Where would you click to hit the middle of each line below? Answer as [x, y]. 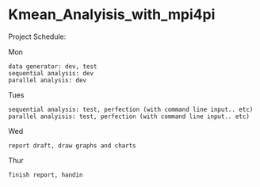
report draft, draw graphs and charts [72, 145]
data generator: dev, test [53, 66]
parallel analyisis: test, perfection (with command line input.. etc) [129, 116]
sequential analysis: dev [51, 73]
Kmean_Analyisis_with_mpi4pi [112, 15]
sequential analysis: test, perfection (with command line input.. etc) [131, 109]
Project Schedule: [37, 36]
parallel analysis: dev [48, 80]
